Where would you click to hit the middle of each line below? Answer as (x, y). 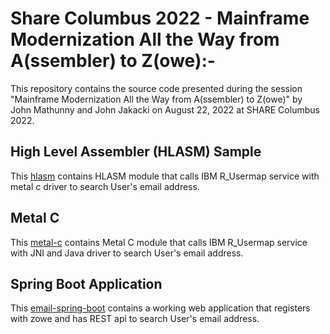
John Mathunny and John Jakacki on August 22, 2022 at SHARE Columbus (165, 109)
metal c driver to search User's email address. (105, 186)
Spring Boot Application (86, 283)
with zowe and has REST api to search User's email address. (135, 319)
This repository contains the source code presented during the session (156, 88)
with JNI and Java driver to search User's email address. (127, 253)
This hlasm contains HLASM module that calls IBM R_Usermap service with (165, 176)
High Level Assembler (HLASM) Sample (136, 152)
